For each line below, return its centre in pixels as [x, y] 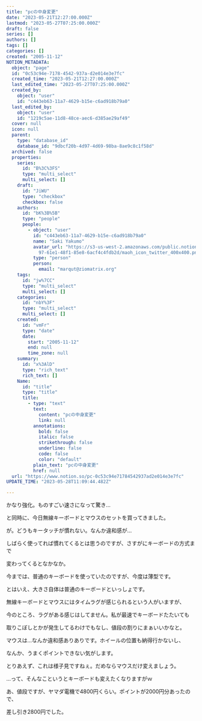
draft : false [23, 29]
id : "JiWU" [36, 191]
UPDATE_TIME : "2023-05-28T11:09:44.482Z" [59, 482]
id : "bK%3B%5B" [41, 213]
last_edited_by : [32, 107]
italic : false [56, 437]
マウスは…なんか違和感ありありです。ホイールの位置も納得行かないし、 [95, 640]
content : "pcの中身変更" [67, 415]
